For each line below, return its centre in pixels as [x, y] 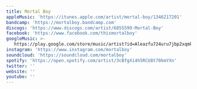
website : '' [21, 71]
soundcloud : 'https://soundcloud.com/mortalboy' [67, 55]
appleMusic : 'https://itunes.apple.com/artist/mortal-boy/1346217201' [94, 17]
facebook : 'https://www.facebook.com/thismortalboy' [72, 33]
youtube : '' [21, 77]
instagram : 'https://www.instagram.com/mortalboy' [69, 50]
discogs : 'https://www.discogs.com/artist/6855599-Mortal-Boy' [85, 28]
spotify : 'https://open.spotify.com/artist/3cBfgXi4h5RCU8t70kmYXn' [91, 60]
